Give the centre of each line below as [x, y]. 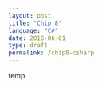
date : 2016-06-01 [37, 38]
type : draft [28, 46]
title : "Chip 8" [35, 23]
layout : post [30, 16]
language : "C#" [33, 30]
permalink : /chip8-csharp [51, 53]
